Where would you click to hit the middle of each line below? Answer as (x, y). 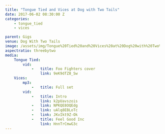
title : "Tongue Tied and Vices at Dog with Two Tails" (62, 10)
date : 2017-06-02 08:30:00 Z (35, 14)
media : (12, 55)
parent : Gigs (18, 37)
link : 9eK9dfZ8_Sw (59, 74)
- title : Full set (52, 87)
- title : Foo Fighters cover (63, 69)
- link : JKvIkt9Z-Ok (55, 115)
